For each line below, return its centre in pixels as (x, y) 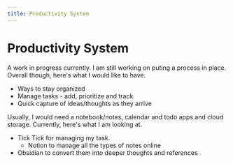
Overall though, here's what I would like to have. (76, 75)
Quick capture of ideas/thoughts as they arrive (85, 103)
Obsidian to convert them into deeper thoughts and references (107, 152)
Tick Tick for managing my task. (64, 137)
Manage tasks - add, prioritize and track (75, 96)
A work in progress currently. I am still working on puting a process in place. (117, 68)
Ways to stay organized (51, 89)
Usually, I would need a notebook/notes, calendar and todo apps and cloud (115, 117)
